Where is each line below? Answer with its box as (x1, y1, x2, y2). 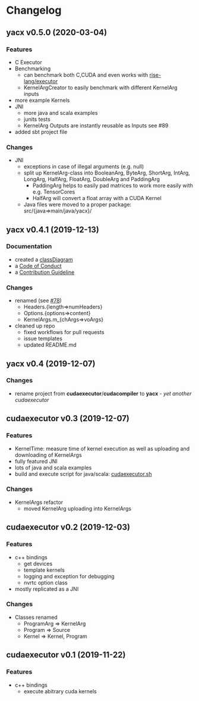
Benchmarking (14, 65, 51, 72)
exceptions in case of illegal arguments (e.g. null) (23, 163, 144, 170)
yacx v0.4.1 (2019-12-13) (6, 225, 99, 235)
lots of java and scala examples (14, 464, 92, 471)
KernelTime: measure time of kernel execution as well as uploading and (14, 445, 190, 452)
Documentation (6, 242, 52, 251)
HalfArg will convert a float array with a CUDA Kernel (32, 195, 162, 202)
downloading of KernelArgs (14, 451, 82, 459)
